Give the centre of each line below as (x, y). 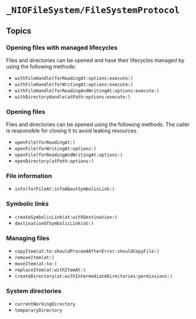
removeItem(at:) (34, 258)
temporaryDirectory (38, 310)
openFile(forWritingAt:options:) (55, 149)
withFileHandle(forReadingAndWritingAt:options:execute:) (87, 91)
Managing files (28, 238)
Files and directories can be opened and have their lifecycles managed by (95, 60)
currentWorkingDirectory (45, 304)
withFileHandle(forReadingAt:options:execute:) (74, 78)
